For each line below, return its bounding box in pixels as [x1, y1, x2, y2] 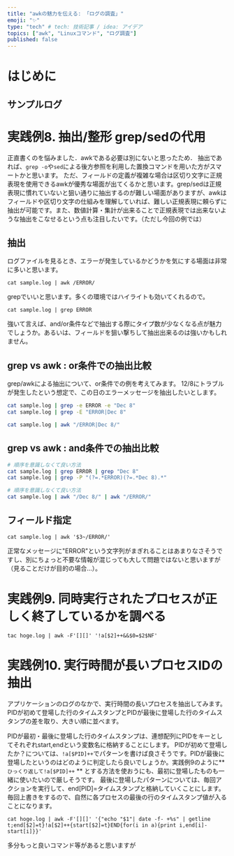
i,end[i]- [179, 822, 208, 829]
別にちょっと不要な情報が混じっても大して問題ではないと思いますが [25, 555, 221, 563]
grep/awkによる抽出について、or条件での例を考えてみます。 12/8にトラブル [7, 379, 225, 388]
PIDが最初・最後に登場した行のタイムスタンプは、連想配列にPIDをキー [7, 732, 211, 740]
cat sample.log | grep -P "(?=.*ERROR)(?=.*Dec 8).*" [7, 474, 168, 481]
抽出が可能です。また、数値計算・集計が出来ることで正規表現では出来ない [7, 205, 221, 214]
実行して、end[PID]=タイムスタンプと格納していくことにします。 [37, 784, 225, 792]
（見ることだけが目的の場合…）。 [7, 564, 102, 572]
